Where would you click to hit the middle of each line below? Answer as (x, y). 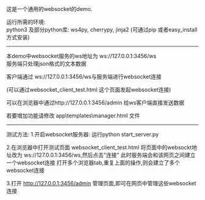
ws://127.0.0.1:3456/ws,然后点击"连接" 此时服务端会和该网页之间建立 (110, 155)
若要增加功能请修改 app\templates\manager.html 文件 (73, 116)
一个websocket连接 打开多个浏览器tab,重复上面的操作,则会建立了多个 (93, 163)
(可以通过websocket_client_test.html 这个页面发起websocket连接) (89, 90)
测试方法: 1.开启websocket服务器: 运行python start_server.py (83, 134)
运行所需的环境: (26, 22)
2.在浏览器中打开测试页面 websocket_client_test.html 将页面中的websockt (99, 147)
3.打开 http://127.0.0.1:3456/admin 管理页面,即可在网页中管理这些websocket (101, 183)
